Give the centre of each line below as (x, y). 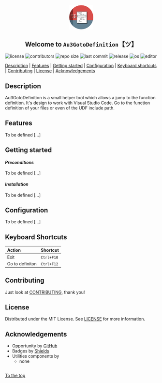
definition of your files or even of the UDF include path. (60, 108)
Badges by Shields (30, 351)
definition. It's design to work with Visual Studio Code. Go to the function (78, 103)
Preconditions (19, 162)
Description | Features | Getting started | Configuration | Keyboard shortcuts (81, 66)
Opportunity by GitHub (35, 346)
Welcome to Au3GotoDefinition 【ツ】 (81, 44)
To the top (15, 375)
